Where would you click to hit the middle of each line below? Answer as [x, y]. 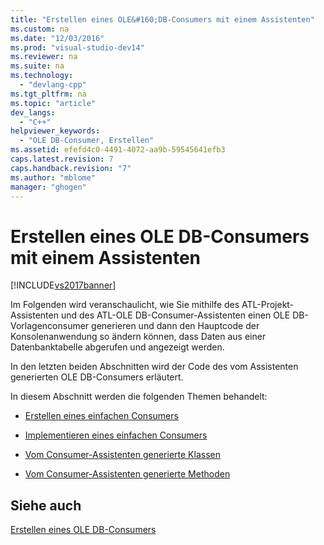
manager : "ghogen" [48, 187]
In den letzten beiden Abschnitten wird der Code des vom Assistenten [154, 367]
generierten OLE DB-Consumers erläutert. [97, 377]
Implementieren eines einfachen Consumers [116, 435]
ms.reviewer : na [44, 57]
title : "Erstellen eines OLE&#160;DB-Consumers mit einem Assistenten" [162, 19]
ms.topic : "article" [53, 103]
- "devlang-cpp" [53, 85]
